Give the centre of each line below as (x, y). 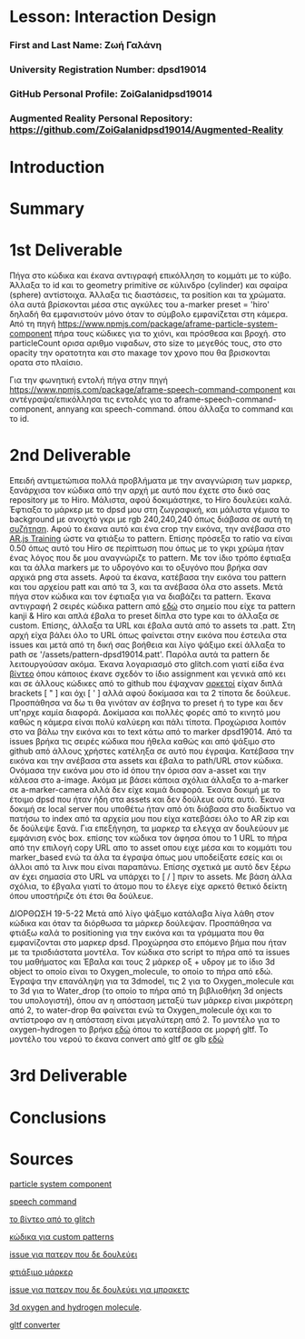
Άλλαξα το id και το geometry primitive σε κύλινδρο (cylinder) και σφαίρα (148, 285)
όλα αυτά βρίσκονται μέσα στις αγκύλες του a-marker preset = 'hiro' (140, 305)
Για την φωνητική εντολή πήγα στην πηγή (89, 380)
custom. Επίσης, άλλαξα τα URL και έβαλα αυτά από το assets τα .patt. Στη (152, 625)
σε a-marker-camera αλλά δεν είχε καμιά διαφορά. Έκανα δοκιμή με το (145, 790)
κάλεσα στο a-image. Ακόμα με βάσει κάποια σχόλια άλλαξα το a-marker (149, 780)
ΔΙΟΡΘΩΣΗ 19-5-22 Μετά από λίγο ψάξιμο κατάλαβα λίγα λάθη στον (142, 914)
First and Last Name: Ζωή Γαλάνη (85, 45)
